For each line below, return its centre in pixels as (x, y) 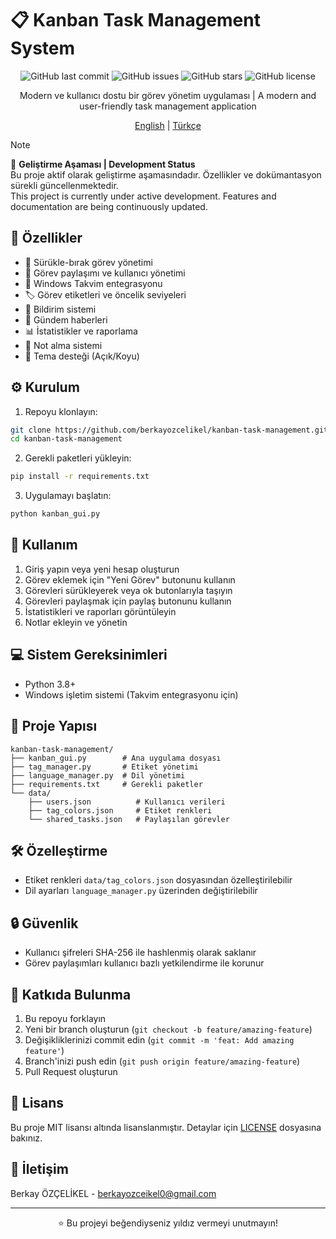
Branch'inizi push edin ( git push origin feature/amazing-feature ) (162, 1061)
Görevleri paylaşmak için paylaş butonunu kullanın (128, 601)
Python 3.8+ (50, 684)
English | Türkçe (168, 125)
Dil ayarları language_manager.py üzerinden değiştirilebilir (141, 891)
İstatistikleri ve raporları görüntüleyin (100, 611)
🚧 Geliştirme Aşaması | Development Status (103, 164)
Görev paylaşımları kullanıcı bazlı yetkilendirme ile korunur (144, 963)
